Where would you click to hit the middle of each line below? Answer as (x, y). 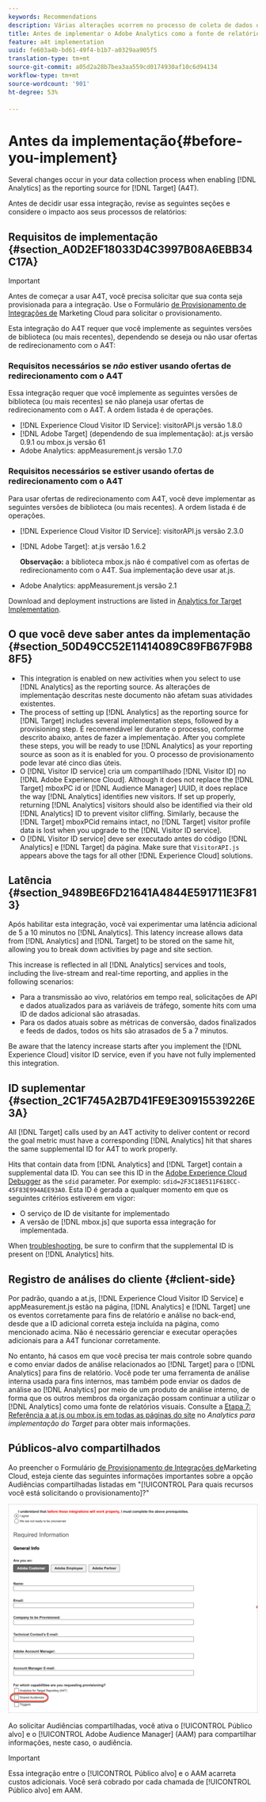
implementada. (44, 1230)
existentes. (37, 704)
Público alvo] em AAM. (46, 1790)
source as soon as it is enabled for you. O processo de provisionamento (137, 754)
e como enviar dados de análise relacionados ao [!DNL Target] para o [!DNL (132, 1364)
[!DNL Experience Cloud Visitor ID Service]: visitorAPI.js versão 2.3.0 (131, 531)
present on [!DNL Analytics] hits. (61, 1254)
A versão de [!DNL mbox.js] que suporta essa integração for (118, 1222)
